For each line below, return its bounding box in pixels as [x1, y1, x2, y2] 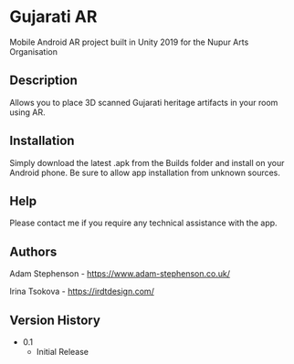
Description [9, 73, 78, 88]
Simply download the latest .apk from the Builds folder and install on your [9, 157, 285, 168]
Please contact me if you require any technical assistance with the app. [9, 217, 278, 229]
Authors [9, 244, 58, 259]
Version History [9, 312, 100, 328]
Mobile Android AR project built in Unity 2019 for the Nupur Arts [9, 36, 249, 47]
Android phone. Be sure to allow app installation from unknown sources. [9, 167, 281, 178]
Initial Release [36, 347, 89, 357]
